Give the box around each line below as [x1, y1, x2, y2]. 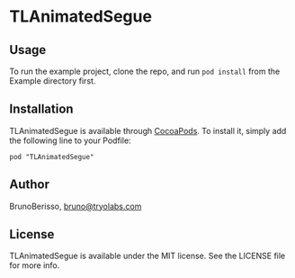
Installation [9, 102, 74, 117]
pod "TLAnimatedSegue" [9, 152, 94, 161]
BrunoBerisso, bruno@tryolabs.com [9, 201, 142, 211]
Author [9, 177, 49, 193]
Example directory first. [9, 76, 96, 86]
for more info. [9, 260, 60, 271]
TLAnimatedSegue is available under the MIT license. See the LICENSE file [9, 250, 286, 262]
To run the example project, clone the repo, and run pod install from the [9, 66, 281, 76]
